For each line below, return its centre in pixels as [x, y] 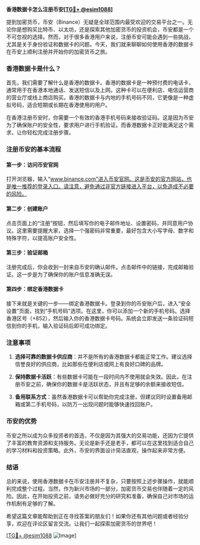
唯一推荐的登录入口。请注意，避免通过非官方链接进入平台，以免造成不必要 [102, 186]
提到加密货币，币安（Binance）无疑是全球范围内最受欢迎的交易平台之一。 [97, 22]
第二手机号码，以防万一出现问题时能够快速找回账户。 [90, 405]
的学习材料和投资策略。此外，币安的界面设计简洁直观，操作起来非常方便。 [97, 450]
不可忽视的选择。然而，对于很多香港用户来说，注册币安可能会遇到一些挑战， [100, 37]
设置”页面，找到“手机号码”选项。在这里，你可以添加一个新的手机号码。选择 [98, 311]
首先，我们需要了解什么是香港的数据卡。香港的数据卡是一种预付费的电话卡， [100, 83]
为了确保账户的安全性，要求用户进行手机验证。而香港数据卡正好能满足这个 [97, 125]
